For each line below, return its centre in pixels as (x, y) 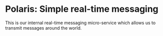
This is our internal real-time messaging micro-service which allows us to (81, 23)
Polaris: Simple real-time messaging (82, 9)
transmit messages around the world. (44, 28)
